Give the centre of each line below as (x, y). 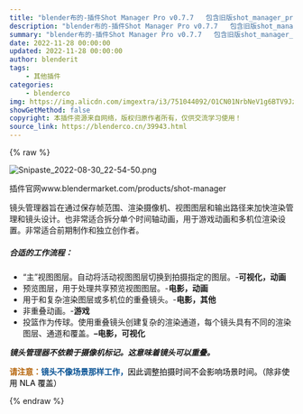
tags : (19, 69)
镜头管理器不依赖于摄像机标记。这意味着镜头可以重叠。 (112, 352)
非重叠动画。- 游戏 (56, 310)
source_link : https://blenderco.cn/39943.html (98, 127)
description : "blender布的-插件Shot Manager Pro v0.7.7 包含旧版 (133, 26)
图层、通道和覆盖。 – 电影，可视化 (84, 333)
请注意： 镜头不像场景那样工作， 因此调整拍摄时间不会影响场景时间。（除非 (146, 372)
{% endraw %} (37, 400)
